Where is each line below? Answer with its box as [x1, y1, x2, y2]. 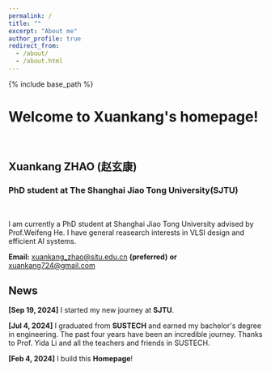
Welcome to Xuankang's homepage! [8, 108, 259, 126]
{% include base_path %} [8, 79, 94, 89]
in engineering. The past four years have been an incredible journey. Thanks [8, 330, 263, 339]
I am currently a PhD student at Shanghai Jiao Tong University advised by [8, 219, 254, 228]
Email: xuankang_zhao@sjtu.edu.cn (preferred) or [8, 252, 177, 262]
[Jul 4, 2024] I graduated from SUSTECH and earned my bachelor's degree [8, 321, 261, 330]
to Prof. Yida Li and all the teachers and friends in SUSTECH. [8, 338, 210, 348]
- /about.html [15, 58, 63, 66]
